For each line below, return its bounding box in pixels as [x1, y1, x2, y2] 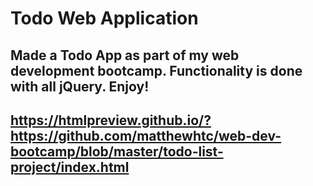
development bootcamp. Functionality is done [10, 62, 303, 79]
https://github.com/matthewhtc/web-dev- [10, 127, 282, 144]
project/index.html [10, 158, 130, 176]
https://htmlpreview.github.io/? [10, 112, 212, 129]
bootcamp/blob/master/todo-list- [10, 143, 224, 160]
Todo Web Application [10, 7, 199, 30]
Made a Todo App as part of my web [10, 47, 240, 64]
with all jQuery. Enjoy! [10, 78, 150, 95]
